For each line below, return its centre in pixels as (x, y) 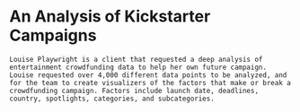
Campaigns (53, 35)
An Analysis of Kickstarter (110, 17)
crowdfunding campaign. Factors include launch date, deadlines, (134, 90)
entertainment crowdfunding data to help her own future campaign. (138, 67)
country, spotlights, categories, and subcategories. (112, 99)
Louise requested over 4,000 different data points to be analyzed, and (148, 75)
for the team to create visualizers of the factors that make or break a (150, 82)
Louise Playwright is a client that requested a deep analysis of (136, 59)
